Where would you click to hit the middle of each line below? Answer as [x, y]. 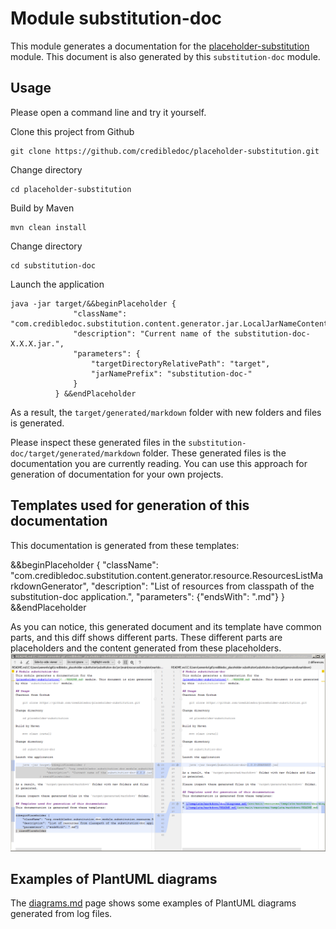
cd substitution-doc [53, 265]
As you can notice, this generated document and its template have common [166, 626]
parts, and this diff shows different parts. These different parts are [146, 637]
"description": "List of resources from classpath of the [202, 586]
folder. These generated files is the [214, 453]
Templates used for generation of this [130, 505]
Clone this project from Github [72, 131]
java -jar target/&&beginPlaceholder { [93, 303]
